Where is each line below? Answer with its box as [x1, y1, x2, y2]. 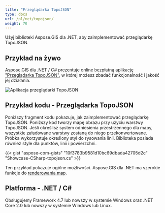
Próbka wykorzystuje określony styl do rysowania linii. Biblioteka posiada [5, 135, 154, 141]
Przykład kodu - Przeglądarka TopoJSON [5, 101, 134, 110]
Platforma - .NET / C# [5, 184, 72, 192]
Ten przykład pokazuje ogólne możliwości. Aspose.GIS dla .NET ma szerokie [5, 164, 161, 170]
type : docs [5, 12, 28, 17]
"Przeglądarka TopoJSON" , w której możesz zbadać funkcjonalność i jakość [5, 72, 160, 78]
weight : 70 [5, 21, 28, 26]
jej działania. [5, 77, 31, 84]
